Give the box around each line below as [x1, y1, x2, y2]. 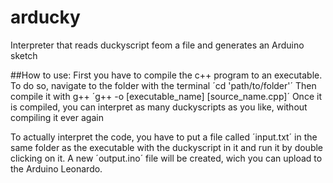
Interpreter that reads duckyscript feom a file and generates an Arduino [10, 39, 305, 51]
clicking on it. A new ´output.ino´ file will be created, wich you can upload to [10, 152, 323, 164]
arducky [10, 6, 81, 29]
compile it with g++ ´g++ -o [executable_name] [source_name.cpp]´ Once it [10, 90, 322, 102]
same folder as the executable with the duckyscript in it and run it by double [10, 141, 324, 153]
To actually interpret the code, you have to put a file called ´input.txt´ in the [10, 131, 318, 143]
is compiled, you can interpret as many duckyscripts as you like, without [10, 101, 308, 113]
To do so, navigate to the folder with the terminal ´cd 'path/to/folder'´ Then [10, 79, 317, 91]
